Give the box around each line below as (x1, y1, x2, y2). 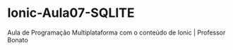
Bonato (7, 35, 28, 44)
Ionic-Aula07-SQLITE (7, 5, 136, 21)
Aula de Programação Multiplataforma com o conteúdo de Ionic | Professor (7, 28, 226, 37)
